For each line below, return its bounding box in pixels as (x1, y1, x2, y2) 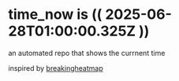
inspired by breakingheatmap (8, 63, 104, 72)
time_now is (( (8, 6, 103, 24)
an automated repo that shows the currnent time (8, 48, 166, 57)
